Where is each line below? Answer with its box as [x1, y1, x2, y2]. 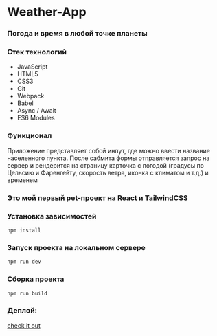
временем [7, 176, 38, 184]
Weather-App [7, 4, 87, 20]
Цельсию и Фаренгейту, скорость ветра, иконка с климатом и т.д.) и [7, 168, 209, 177]
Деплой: [7, 306, 38, 315]
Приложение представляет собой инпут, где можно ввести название [7, 146, 211, 155]
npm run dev [7, 258, 41, 265]
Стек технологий [7, 47, 67, 57]
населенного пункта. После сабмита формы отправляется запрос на [7, 154, 210, 162]
